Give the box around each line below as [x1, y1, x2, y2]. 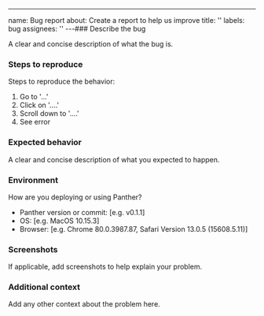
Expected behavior [8, 137, 82, 148]
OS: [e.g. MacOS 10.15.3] [19, 216, 100, 225]
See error [19, 117, 51, 127]
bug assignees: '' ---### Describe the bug [8, 24, 146, 33]
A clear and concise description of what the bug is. [8, 39, 174, 48]
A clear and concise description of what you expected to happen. [8, 154, 220, 164]
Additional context [8, 281, 81, 292]
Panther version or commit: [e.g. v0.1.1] [19, 207, 145, 217]
